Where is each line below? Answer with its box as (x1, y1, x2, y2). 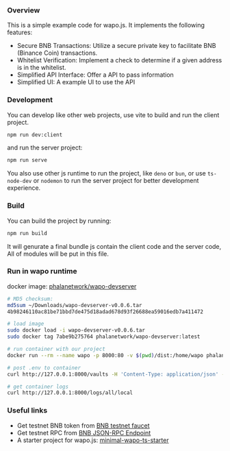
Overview (7, 5, 40, 15)
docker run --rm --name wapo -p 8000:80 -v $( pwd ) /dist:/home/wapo (7, 352, 204, 358)
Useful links (7, 406, 48, 415)
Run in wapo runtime (7, 267, 77, 276)
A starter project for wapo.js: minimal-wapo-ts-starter (16, 436, 169, 444)
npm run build (7, 230, 48, 236)
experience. (7, 184, 41, 192)
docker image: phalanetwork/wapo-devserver (7, 282, 137, 290)
